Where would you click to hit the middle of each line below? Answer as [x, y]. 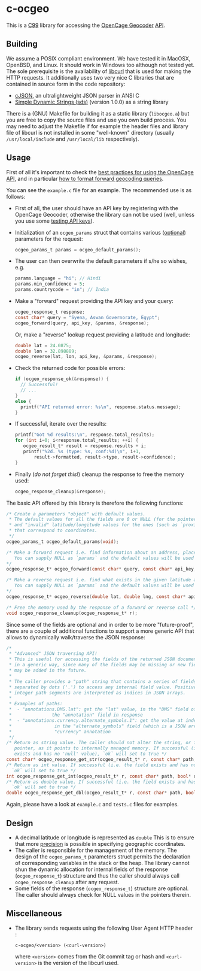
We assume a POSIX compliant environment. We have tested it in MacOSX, [98, 58]
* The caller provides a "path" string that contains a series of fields [103, 681]
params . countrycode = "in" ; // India [62, 290]
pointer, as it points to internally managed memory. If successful [101, 748]
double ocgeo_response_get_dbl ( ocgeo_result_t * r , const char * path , [95, 793]
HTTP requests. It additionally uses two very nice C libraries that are [90, 77]
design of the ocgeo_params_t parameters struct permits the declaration [103, 857]
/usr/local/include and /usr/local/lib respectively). [73, 139]
